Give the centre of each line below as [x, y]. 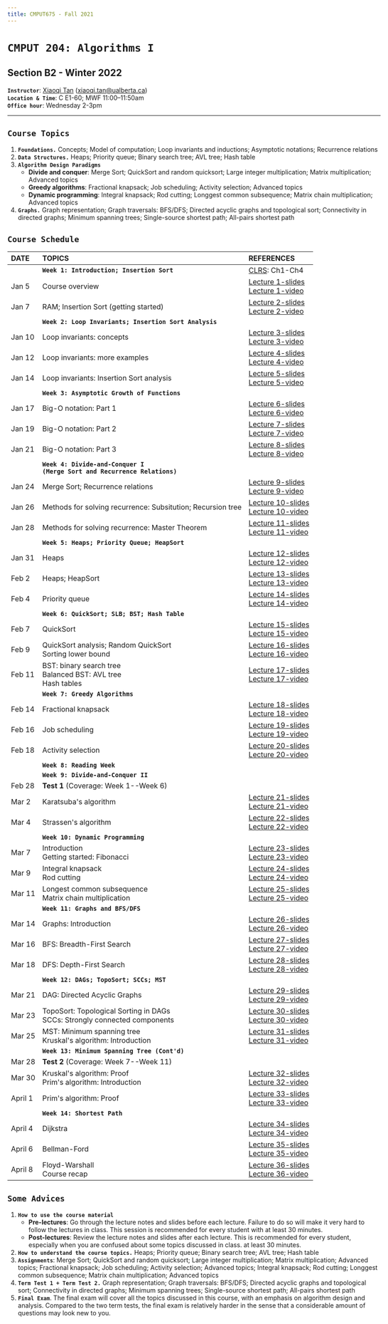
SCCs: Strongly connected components [108, 1020]
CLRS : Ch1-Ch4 [276, 271]
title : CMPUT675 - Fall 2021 [50, 14]
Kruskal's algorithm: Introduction [97, 1041]
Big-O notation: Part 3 [80, 449]
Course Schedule [43, 239]
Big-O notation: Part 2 [80, 429]
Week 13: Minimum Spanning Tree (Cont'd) [113, 1051]
